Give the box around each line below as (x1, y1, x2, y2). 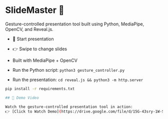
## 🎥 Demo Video (5, 95, 39, 100)
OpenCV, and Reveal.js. (5, 26, 53, 32)
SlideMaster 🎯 (5, 4, 64, 16)
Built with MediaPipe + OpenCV (12, 57, 77, 63)
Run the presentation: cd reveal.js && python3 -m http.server (12, 77, 143, 83)
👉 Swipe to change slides (12, 46, 67, 52)
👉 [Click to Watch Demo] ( (5, 109, 61, 114)
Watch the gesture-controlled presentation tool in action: (5, 104, 133, 109)
